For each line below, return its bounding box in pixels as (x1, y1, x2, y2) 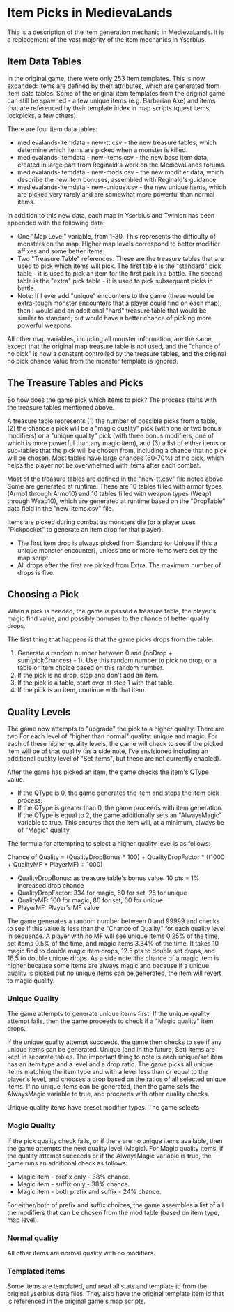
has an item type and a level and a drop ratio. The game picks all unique (7, 1060, 214, 1068)
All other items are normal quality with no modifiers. (7, 1249, 155, 1258)
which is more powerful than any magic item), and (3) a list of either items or (7, 438, 226, 447)
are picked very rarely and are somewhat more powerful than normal (17, 190, 214, 198)
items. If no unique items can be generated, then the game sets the (7, 1082, 200, 1091)
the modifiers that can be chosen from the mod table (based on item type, (7, 1208, 219, 1216)
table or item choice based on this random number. (17, 664, 164, 672)
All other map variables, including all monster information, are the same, (7, 334, 214, 343)
